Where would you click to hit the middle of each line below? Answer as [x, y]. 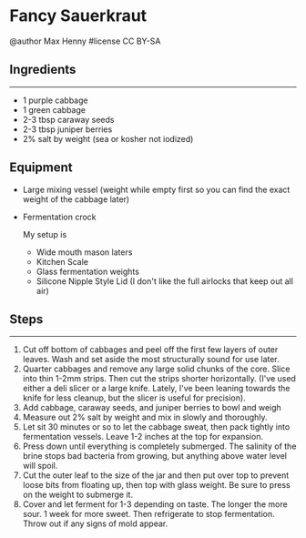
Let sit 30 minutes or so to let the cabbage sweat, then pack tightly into [156, 427]
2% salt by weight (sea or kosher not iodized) [108, 138]
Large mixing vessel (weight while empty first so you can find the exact [156, 189]
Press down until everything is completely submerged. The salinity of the [159, 446]
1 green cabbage [54, 109]
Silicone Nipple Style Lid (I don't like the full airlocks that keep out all [165, 281]
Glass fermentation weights [87, 271]
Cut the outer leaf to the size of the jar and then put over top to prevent [156, 475]
